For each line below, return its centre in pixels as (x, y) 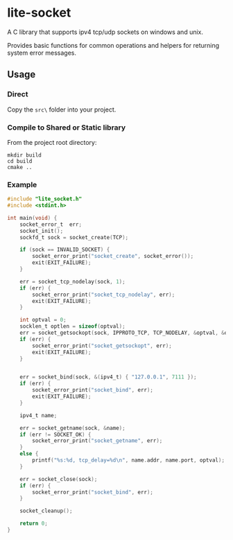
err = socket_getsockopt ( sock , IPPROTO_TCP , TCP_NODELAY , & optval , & (122, 333)
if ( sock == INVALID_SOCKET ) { (65, 250)
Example (22, 184)
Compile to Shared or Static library (67, 128)
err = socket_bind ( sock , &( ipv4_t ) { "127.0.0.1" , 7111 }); (108, 377)
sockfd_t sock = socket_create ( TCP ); (74, 237)
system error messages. (42, 53)
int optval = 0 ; (43, 320)
